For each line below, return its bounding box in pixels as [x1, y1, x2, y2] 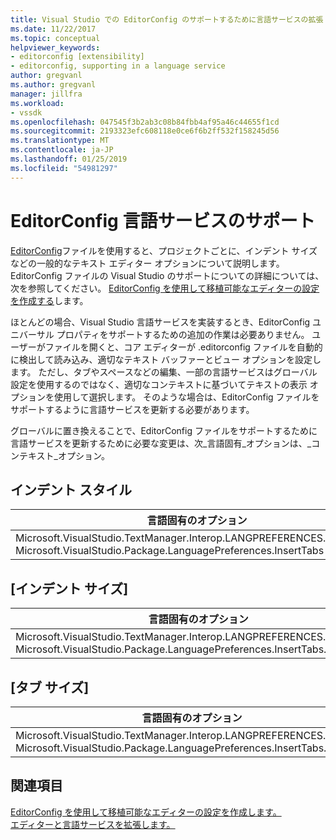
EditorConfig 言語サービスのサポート [10, 209, 316, 232]
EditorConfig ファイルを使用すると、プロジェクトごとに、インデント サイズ [10, 244, 318, 256]
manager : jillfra [10, 89, 83, 99]
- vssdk [10, 107, 43, 118]
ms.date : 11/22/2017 [10, 24, 97, 34]
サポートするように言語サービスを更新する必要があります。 [10, 403, 255, 415]
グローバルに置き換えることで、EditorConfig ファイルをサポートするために [10, 424, 318, 436]
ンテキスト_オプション [10, 449, 102, 461]
